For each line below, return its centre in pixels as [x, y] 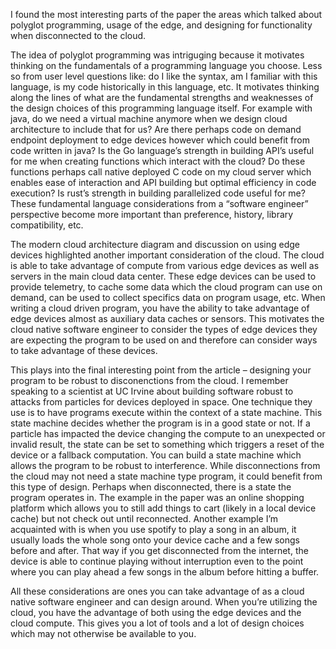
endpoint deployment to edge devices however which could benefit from [160, 140]
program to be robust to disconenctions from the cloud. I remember [149, 380]
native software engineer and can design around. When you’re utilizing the [164, 602]
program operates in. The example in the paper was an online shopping [157, 497]
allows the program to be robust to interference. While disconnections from [165, 465]
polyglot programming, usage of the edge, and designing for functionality [161, 25]
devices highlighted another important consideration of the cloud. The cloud [167, 255]
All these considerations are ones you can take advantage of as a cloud [157, 591]
